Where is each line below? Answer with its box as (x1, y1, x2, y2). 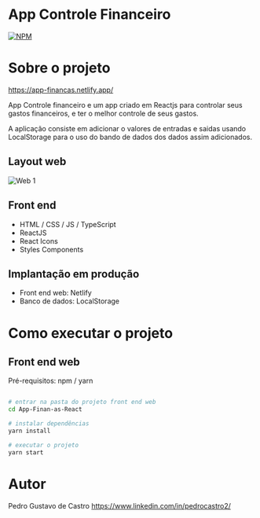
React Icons (19, 236, 59, 245)
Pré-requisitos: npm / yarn (8, 376, 93, 386)
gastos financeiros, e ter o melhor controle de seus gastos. (8, 108, 199, 118)
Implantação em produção (8, 267, 140, 281)
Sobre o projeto (8, 59, 111, 77)
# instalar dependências (8, 420, 90, 428)
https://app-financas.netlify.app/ (8, 85, 114, 94)
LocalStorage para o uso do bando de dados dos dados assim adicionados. (8, 132, 253, 141)
